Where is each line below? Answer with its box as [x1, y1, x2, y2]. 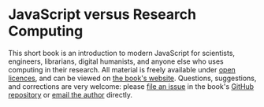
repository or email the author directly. [8, 90, 132, 99]
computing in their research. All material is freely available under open [8, 65, 236, 74]
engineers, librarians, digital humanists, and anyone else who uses [8, 57, 224, 66]
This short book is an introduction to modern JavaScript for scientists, [8, 48, 235, 57]
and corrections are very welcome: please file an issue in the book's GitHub [8, 81, 255, 91]
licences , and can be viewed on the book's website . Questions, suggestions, [8, 73, 257, 83]
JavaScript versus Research [8, 6, 197, 24]
